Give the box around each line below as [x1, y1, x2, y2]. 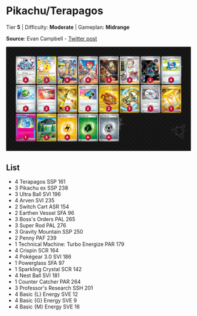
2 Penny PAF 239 [14, 234, 57, 242]
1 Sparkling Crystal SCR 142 [14, 266, 82, 273]
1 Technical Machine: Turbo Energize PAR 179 [14, 241, 125, 248]
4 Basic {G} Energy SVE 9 [14, 297, 77, 304]
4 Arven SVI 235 [14, 197, 55, 204]
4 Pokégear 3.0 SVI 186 [14, 253, 72, 260]
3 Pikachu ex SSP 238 [14, 184, 69, 192]
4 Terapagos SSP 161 [14, 178, 66, 185]
